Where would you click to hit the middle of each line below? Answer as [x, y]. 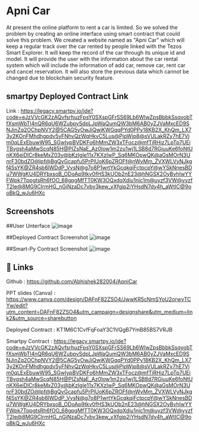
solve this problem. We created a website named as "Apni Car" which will [95, 40]
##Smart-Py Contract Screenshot [47, 249]
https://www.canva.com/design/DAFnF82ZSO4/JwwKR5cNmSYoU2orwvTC [99, 299]
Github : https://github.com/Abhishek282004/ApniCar [72, 282]
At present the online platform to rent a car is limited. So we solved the [92, 27]
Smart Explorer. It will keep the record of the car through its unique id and [96, 52]
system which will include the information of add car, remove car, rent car [96, 65]
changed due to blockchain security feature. [60, 78]
